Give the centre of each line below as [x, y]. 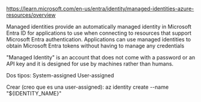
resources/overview [31, 15]
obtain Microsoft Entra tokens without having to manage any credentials [95, 46]
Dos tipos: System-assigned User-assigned [60, 75]
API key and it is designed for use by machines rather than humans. [90, 64]
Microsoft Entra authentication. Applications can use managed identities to [99, 39]
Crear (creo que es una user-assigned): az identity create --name [88, 87]
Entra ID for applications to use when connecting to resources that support [99, 33]
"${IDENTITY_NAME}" [34, 93]
